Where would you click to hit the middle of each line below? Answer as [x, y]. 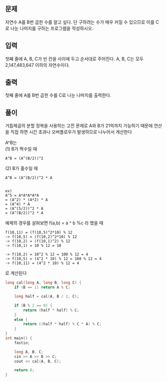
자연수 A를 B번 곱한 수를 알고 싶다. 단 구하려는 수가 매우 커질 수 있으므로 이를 [80, 22]
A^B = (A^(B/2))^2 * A [29, 178]
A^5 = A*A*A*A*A [22, 196]
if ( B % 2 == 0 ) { [33, 305]
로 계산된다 [16, 273]
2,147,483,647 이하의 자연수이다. [37, 65]
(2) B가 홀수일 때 [22, 168]
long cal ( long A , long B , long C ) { [43, 283]
